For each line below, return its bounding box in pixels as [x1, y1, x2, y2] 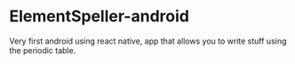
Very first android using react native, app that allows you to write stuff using [9, 36, 287, 46]
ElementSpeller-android [9, 6, 189, 27]
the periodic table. [9, 44, 76, 55]
